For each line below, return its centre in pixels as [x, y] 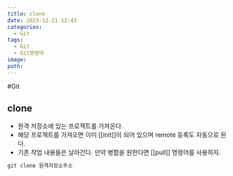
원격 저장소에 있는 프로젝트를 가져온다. [70, 126]
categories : [25, 27]
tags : [15, 40]
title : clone [26, 14]
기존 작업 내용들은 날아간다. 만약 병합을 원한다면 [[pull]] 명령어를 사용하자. [119, 153]
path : [15, 66]
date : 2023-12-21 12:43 [42, 20]
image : [17, 60]
